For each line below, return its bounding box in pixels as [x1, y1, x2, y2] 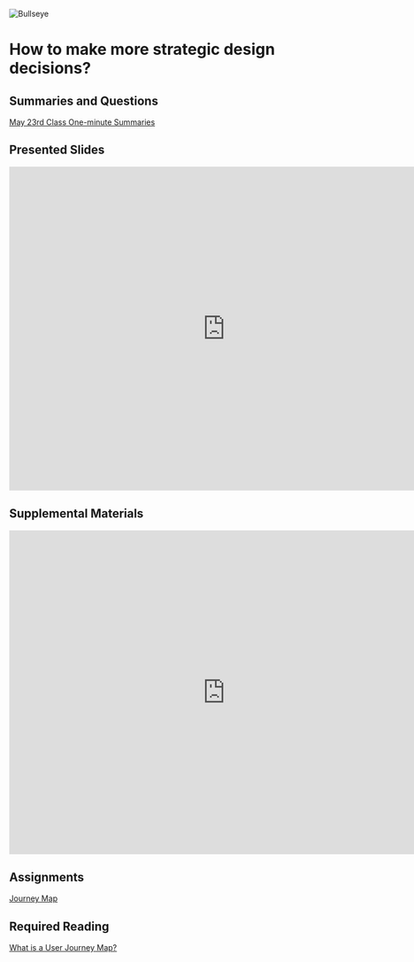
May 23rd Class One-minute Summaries [9, 117, 156, 128]
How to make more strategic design [9, 40, 276, 59]
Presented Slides [9, 143, 105, 158]
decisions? [9, 58, 91, 79]
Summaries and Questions [9, 93, 159, 108]
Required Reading [9, 919, 110, 934]
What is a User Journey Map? [9, 943, 118, 953]
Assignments [9, 870, 85, 885]
